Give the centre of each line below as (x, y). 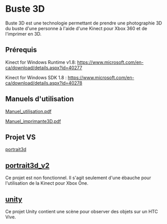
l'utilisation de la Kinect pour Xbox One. (47, 183)
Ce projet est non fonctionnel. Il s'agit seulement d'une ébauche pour (78, 178)
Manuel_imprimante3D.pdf (33, 121)
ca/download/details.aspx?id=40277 (44, 67)
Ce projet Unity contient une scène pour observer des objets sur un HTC (82, 211)
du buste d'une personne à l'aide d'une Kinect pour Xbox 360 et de (76, 28)
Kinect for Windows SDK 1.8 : (36, 78)
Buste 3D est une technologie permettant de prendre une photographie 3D (84, 23)
